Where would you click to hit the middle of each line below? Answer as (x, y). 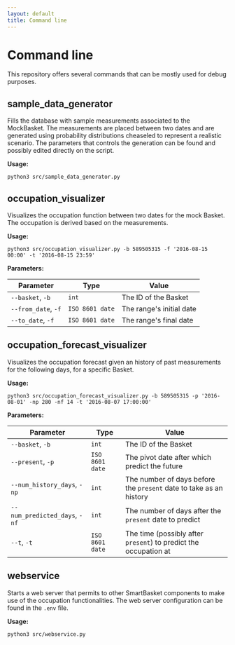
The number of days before (170, 479)
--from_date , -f (36, 309)
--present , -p (33, 461)
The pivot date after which (169, 457)
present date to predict (163, 520)
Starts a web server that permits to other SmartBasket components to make (116, 592)
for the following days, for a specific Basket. (71, 369)
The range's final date (157, 320)
